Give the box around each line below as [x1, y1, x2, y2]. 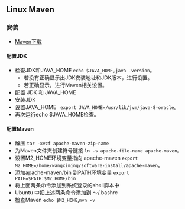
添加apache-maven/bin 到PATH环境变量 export [14, 169, 129, 176]
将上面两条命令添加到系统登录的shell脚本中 [14, 182, 120, 189]
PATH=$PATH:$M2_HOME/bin [14, 176, 76, 182]
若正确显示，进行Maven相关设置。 [23, 81, 108, 88]
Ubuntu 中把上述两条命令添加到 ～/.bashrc [14, 189, 118, 196]
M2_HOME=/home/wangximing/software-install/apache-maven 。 [14, 162, 164, 169]
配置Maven [6, 125, 34, 132]
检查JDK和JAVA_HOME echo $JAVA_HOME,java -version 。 [14, 67, 155, 74]
